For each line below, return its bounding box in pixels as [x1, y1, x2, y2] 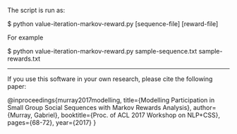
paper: [7, 83, 27, 90]
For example [7, 33, 44, 42]
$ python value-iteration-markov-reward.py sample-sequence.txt [7, 47, 197, 55]
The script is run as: [7, 6, 66, 14]
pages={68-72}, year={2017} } [7, 118, 97, 126]
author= [193, 104, 217, 111]
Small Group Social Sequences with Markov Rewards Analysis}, [7, 104, 192, 111]
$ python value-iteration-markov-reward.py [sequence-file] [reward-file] [7, 20, 219, 28]
